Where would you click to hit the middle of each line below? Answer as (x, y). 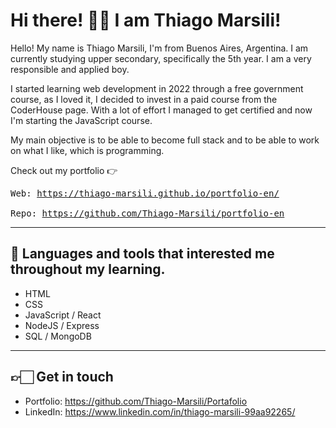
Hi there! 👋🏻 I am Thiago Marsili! (146, 20)
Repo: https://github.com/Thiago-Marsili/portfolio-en (147, 213)
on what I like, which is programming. (87, 150)
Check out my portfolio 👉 (64, 170)
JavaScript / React (63, 315)
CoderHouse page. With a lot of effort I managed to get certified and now (161, 110)
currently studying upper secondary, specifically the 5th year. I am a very (161, 58)
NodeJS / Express (62, 325)
